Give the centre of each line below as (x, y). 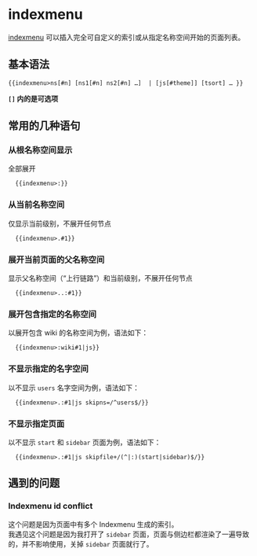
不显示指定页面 (36, 424)
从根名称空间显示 (40, 150)
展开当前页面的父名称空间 (56, 260)
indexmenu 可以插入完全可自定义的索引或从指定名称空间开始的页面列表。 (127, 37)
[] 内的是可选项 (33, 98)
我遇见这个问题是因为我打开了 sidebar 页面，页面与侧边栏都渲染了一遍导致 (128, 534)
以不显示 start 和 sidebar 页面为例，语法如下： (85, 442)
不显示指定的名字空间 (48, 369)
